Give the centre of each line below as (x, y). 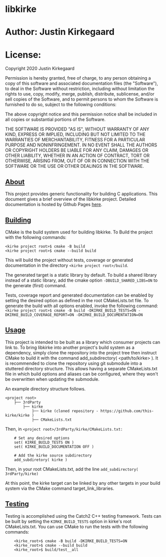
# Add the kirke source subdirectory (53, 455)
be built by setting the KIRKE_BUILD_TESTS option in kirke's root (68, 521)
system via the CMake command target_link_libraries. (60, 488)
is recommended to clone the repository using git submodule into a (74, 363)
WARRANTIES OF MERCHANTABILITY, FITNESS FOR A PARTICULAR (75, 140)
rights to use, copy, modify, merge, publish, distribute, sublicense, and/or (80, 94)
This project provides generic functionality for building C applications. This (81, 194)
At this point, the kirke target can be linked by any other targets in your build (83, 483)
